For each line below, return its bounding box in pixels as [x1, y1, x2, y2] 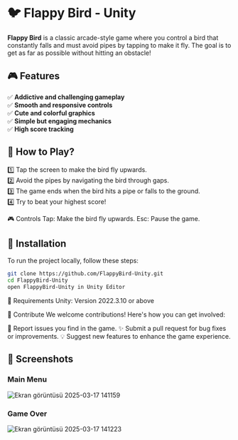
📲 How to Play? [7, 146, 75, 158]
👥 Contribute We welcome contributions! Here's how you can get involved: [7, 310, 226, 319]
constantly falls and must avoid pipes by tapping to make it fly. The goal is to [7, 41, 232, 49]
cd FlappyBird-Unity [7, 277, 69, 285]
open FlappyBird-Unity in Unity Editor [7, 284, 126, 291]
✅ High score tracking [7, 125, 75, 133]
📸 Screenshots [7, 353, 74, 365]
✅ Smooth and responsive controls [7, 101, 113, 109]
